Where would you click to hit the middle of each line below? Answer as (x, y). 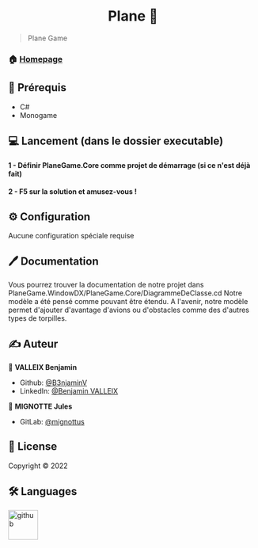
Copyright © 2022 (38, 466)
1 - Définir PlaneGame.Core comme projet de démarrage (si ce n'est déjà (129, 165)
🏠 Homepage (36, 59)
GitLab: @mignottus (52, 421)
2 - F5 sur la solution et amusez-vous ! (72, 192)
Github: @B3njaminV (53, 382)
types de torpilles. (38, 318)
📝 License (33, 447)
